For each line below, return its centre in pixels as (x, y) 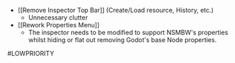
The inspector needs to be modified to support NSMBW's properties (128, 32)
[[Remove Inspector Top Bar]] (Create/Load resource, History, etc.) (116, 10)
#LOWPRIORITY (31, 53)
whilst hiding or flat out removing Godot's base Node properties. (122, 40)
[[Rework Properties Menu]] (59, 25)
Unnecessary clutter (58, 17)
